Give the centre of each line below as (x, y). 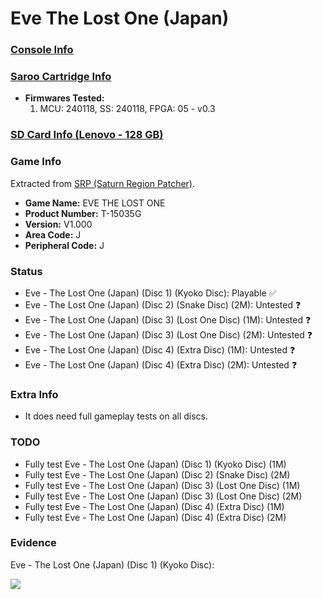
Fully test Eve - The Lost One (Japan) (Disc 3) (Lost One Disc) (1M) (162, 485)
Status (26, 271)
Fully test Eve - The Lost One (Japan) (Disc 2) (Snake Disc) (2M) (157, 474)
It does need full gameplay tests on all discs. (116, 416)
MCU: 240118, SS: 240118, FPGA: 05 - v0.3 (127, 109)
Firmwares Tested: (64, 98)
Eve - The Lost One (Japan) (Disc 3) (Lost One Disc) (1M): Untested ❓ (168, 319)
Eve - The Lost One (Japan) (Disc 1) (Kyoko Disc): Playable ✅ (150, 293)
